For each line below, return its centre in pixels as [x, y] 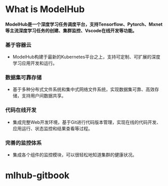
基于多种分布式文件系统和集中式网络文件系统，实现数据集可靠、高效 [83, 89]
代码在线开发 [21, 110]
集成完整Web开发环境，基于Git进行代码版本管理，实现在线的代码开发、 [87, 122]
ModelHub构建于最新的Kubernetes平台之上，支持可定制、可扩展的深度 [87, 57]
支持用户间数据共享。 [44, 96]
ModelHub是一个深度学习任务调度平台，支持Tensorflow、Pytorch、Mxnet [84, 24]
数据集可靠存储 [24, 78]
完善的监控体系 [24, 143]
